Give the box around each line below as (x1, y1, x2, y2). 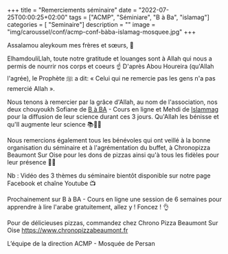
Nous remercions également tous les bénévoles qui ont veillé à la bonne (7, 136, 211, 144)
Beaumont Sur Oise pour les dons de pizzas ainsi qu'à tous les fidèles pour (7, 151, 220, 159)
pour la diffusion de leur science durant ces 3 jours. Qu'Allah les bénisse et (7, 113, 220, 120)
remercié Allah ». (7, 85, 55, 92)
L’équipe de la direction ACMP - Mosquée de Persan (7, 240, 156, 247)
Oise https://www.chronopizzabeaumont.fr (7, 226, 128, 234)
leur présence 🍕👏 (7, 158, 56, 166)
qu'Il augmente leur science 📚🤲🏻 (7, 120, 102, 128)
